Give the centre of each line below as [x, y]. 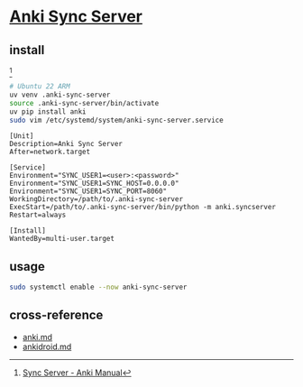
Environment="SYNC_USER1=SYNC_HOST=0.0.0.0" [94, 184]
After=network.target [50, 152]
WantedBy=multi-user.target [62, 239]
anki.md [37, 336]
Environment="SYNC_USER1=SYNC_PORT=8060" [88, 191]
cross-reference [56, 315]
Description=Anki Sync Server [66, 144]
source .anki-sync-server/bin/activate [84, 103]
